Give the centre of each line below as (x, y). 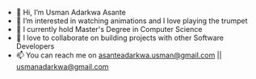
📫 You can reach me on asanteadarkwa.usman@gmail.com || (119, 55)
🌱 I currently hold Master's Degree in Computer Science (109, 29)
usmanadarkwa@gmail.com (62, 67)
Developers (35, 46)
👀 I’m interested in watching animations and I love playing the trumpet (132, 21)
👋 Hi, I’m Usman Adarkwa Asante (71, 12)
